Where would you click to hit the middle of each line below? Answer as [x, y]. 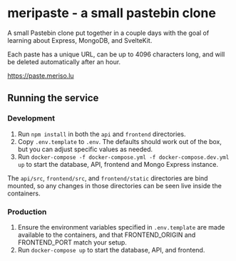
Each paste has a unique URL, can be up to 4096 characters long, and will [116, 54]
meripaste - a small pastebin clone [112, 13]
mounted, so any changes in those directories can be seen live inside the [115, 185]
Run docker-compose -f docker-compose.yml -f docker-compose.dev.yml [123, 157]
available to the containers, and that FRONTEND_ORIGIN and [107, 235]
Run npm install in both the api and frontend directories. [102, 134]
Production [27, 212]
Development [31, 118]
